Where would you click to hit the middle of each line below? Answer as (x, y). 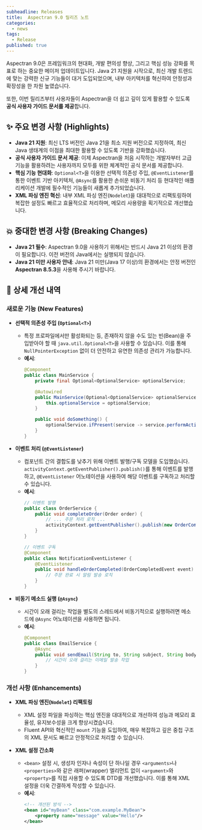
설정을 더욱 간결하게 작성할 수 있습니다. (70, 785)
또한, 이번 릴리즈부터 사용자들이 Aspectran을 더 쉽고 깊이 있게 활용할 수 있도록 (98, 98)
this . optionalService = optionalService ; (98, 403)
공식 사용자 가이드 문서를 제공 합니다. (48, 106)
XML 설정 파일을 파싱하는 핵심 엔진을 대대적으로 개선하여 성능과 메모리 (106, 715)
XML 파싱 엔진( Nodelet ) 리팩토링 (54, 702)
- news (20, 29)
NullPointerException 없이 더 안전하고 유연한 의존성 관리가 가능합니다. (108, 351)
